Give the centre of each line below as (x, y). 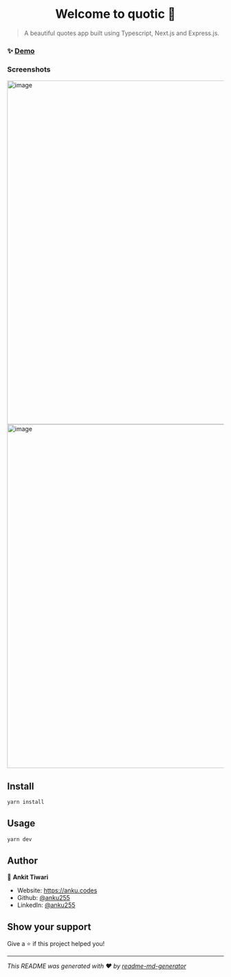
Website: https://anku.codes (57, 890)
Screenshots (29, 69)
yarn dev (20, 839)
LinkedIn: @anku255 (46, 905)
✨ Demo (21, 51)
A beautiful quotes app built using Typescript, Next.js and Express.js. (122, 33)
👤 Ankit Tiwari (28, 877)
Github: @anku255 (44, 898)
